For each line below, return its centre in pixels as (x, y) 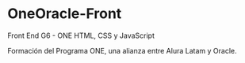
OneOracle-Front (65, 14)
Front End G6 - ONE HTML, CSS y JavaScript (81, 35)
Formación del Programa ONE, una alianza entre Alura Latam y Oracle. (122, 50)
